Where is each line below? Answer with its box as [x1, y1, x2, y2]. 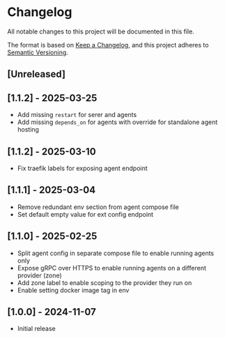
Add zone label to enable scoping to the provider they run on [17, 278, 192, 286]
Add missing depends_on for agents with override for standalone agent [17, 118, 218, 126]
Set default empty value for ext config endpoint [17, 210, 154, 218]
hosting [17, 125, 40, 134]
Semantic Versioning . [7, 48, 68, 56]
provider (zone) [17, 271, 63, 279]
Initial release [17, 325, 56, 333]
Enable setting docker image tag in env [17, 286, 130, 294]
